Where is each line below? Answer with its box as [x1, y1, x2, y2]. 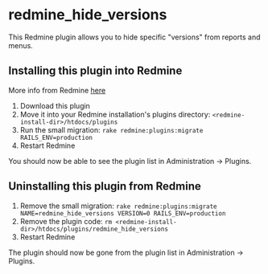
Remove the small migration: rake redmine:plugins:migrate [19, 201, 217, 211]
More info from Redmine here [8, 85, 106, 95]
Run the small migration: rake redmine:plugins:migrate [19, 125, 204, 134]
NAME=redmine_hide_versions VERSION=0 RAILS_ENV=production [19, 209, 226, 218]
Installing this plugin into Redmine [8, 64, 183, 78]
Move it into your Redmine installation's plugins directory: [19, 109, 211, 119]
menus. [8, 40, 34, 50]
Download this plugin [19, 100, 91, 110]
